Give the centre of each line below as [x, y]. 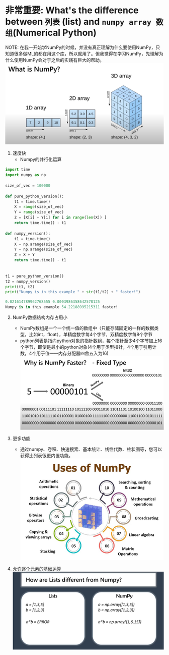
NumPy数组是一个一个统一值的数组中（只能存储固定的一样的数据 [87, 328]
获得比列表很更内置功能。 [47, 456]
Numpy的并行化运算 [41, 159]
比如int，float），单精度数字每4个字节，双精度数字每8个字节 [91, 335]
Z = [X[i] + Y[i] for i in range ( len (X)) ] [61, 217]
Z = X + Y [25, 255]
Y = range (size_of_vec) [39, 212]
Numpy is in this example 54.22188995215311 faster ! [62, 307]
